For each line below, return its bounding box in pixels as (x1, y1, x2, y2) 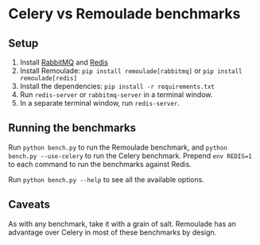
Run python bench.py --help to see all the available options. (8, 174, 204, 184)
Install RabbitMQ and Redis (19, 57, 109, 67)
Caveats (8, 198, 50, 212)
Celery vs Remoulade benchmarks (8, 5, 241, 23)
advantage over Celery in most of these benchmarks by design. (8, 227, 217, 237)
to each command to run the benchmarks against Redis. (8, 159, 192, 169)
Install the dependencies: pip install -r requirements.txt (19, 81, 215, 91)
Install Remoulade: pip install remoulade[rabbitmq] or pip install (19, 66, 243, 76)
